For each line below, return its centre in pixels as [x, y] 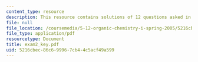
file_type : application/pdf [41, 34]
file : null [19, 22]
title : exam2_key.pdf [33, 45]
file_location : [25, 28]
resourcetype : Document [35, 39]
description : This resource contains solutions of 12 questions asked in [99, 17]
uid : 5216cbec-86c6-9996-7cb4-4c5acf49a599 [60, 50]
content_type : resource [35, 12]
